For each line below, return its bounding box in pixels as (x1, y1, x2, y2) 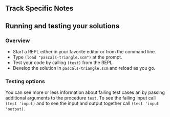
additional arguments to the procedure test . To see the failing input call (5, 95, 156, 101)
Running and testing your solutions (5, 22, 120, 30)
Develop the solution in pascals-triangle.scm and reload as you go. (12, 65, 156, 71)
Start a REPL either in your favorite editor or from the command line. (12, 49, 156, 55)
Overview (5, 37, 30, 44)
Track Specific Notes (5, 4, 74, 13)
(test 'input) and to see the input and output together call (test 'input (5, 100, 159, 107)
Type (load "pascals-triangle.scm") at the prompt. (12, 54, 122, 61)
